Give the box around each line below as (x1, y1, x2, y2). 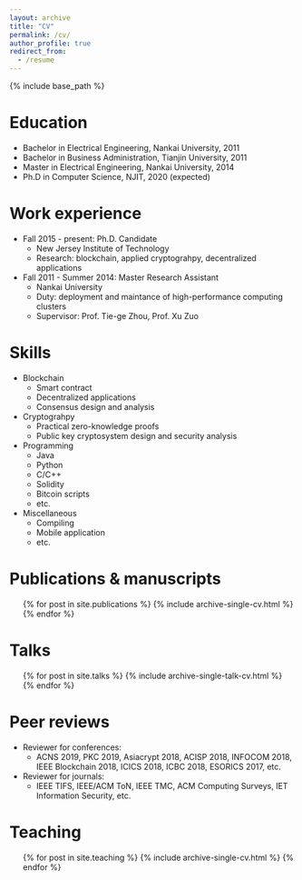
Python (35, 459, 63, 470)
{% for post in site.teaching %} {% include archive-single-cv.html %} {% (22, 852, 295, 863)
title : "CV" (9, 22, 54, 31)
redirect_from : (9, 47, 67, 56)
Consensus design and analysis (35, 401, 155, 412)
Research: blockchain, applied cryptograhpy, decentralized (35, 252, 257, 264)
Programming (22, 440, 74, 451)
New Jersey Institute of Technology (35, 243, 170, 254)
